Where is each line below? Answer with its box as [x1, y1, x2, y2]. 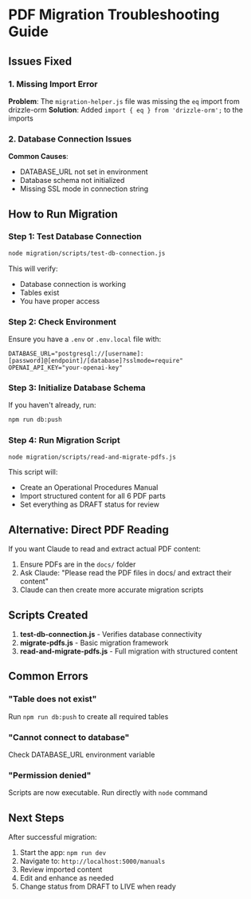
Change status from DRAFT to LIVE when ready [19, 881, 177, 892]
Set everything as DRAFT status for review [19, 499, 159, 509]
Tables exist [19, 288, 60, 297]
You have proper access [19, 296, 100, 305]
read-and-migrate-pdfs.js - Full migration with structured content [19, 646, 238, 656]
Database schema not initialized [19, 176, 125, 185]
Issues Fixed [8, 54, 73, 68]
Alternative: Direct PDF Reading [8, 523, 169, 536]
